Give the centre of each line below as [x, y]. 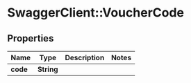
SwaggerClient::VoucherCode [95, 13]
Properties [31, 38]
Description [85, 58]
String [48, 69]
